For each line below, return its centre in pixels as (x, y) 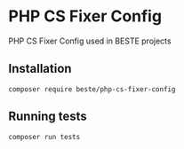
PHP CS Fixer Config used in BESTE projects (90, 41)
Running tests (48, 117)
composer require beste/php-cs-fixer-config (92, 89)
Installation (40, 69)
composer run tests (44, 137)
